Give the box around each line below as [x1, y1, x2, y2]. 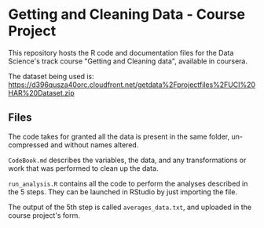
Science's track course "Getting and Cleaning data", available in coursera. [8, 56, 247, 66]
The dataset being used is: [8, 71, 94, 81]
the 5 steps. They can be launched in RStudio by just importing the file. [8, 186, 238, 197]
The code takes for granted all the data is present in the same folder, [8, 132, 230, 141]
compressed [8, 139, 49, 150]
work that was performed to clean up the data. [8, 163, 159, 173]
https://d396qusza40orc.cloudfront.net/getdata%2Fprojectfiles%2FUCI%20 [8, 80, 256, 89]
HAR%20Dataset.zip [8, 88, 75, 97]
